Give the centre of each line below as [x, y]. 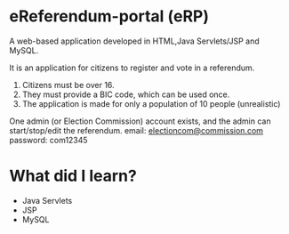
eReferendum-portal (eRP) [109, 16]
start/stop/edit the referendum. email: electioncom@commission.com [136, 130]
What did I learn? [73, 176]
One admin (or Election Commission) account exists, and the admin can [140, 121]
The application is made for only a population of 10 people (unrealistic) [151, 103]
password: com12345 [48, 140]
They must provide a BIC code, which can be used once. [126, 94]
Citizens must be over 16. [68, 85]
